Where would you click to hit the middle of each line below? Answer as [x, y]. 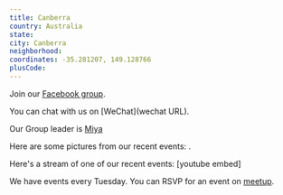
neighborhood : [36, 51]
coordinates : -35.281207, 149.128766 [80, 60]
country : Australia [46, 26]
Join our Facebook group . [57, 93]
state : [22, 34]
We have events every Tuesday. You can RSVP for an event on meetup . [142, 181]
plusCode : [28, 69]
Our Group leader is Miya [56, 128]
